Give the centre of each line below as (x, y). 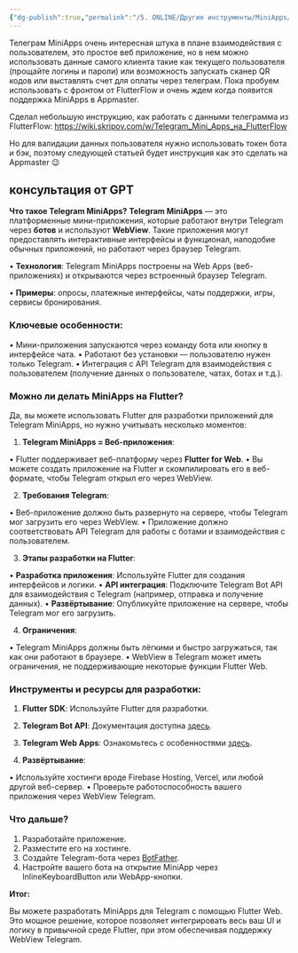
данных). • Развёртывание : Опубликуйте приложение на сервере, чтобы (149, 604)
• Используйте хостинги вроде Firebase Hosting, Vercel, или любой (136, 777)
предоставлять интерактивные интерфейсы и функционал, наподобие (142, 240)
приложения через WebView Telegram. (82, 797)
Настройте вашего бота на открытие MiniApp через (120, 867)
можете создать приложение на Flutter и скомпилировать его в (130, 469)
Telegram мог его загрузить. (63, 613)
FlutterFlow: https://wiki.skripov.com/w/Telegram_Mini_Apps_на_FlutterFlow (148, 126)
